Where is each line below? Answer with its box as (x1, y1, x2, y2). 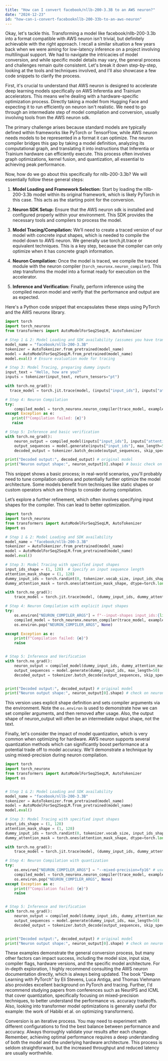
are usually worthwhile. (5, 1050, 53, 1056)
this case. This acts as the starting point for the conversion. (12, 197, 135, 203)
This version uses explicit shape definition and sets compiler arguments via (5, 700, 160, 706)
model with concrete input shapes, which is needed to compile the (12, 232, 150, 238)
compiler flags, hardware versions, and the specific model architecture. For (5, 960, 160, 967)
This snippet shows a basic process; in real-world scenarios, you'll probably (5, 471, 162, 477)
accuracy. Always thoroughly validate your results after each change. (5, 1029, 148, 1035)
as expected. (12, 294, 39, 301)
